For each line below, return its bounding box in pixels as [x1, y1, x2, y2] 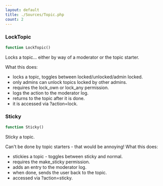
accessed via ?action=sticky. [12, 175, 73, 181]
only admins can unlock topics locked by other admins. [12, 79, 128, 85]
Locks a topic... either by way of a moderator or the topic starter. [5, 54, 140, 60]
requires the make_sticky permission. [12, 159, 90, 165]
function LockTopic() [5, 45, 51, 50]
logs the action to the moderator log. [12, 89, 89, 96]
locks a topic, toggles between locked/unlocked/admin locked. [12, 74, 143, 80]
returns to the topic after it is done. [12, 95, 85, 101]
